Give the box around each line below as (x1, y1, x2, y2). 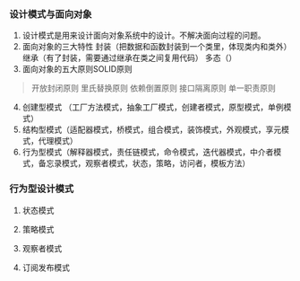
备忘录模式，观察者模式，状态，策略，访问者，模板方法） (38, 158, 251, 169)
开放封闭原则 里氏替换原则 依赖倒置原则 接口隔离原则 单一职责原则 (30, 83, 276, 93)
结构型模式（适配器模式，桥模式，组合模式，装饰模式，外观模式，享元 (21, 124, 282, 136)
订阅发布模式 (21, 262, 70, 273)
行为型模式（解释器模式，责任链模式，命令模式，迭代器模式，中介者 (21, 146, 274, 158)
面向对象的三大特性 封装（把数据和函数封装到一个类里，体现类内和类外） (21, 41, 292, 52)
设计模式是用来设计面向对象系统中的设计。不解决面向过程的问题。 (21, 30, 266, 41)
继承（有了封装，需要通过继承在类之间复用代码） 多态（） (21, 52, 237, 64)
